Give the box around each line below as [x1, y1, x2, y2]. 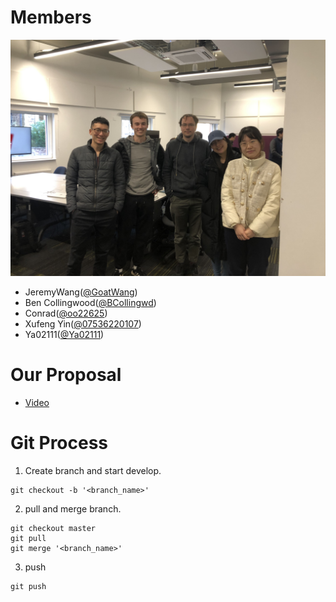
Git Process [10, 432, 109, 455]
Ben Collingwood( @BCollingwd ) [24, 296, 157, 308]
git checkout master [10, 523, 97, 533]
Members [10, 6, 92, 29]
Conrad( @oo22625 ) [24, 307, 108, 319]
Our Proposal [10, 364, 122, 386]
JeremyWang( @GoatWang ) [24, 286, 138, 298]
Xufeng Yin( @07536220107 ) [24, 317, 142, 330]
